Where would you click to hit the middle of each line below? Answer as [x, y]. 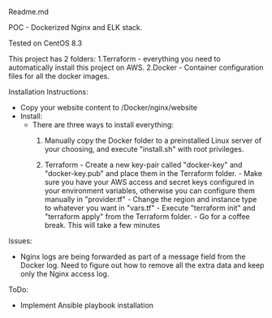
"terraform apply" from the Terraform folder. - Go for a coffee [147, 217]
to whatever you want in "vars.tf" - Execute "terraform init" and [150, 208]
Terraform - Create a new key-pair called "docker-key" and [143, 165]
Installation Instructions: [48, 92]
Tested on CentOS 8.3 [45, 43]
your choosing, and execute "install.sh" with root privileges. [144, 149]
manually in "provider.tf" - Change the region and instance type [151, 199]
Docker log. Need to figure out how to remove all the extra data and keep [142, 265]
